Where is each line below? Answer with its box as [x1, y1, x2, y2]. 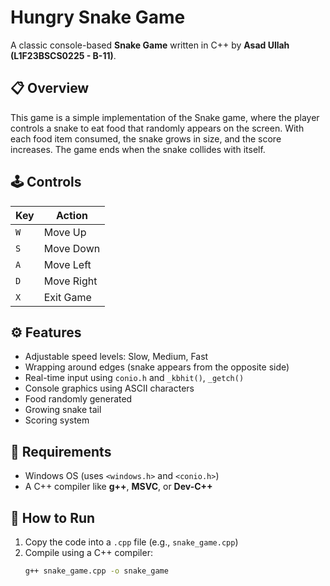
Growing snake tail [24, 404, 102, 416]
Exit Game [43, 290, 92, 304]
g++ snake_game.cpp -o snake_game [24, 566, 169, 576]
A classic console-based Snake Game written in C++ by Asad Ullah [10, 39, 290, 51]
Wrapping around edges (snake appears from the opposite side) [24, 361, 290, 373]
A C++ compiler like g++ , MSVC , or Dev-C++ [24, 481, 213, 493]
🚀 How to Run [10, 509, 96, 526]
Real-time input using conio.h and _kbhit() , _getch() [24, 372, 245, 384]
